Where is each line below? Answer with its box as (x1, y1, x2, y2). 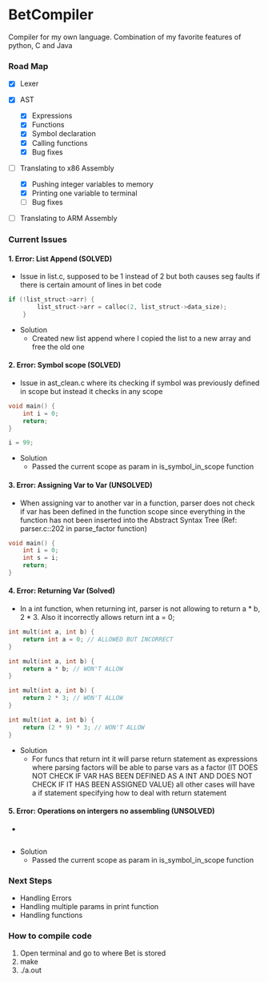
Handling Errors (19, 893, 72, 903)
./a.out (19, 965, 42, 975)
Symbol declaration (31, 129, 96, 139)
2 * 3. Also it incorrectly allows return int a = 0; (19, 613, 175, 622)
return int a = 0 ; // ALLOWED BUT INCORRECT (22, 635, 174, 643)
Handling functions (19, 911, 83, 920)
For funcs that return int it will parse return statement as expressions (31, 754, 258, 763)
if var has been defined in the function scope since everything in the (19, 506, 246, 516)
